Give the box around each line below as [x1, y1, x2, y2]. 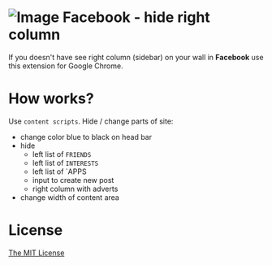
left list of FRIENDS [32, 149, 92, 159]
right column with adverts [32, 184, 119, 193]
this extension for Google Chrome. [8, 61, 123, 71]
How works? [8, 89, 95, 108]
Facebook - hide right [62, 8, 211, 27]
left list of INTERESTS [32, 158, 99, 167]
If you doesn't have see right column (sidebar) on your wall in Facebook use [8, 52, 264, 62]
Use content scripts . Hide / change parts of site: [8, 116, 174, 126]
